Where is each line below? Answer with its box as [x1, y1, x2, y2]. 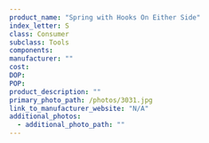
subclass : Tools [9, 37, 69, 47]
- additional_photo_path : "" [17, 121, 125, 130]
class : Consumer [9, 29, 69, 38]
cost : [9, 63, 29, 72]
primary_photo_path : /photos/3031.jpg [9, 95, 153, 105]
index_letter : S [9, 21, 69, 30]
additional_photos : [9, 112, 82, 121]
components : [9, 46, 53, 55]
